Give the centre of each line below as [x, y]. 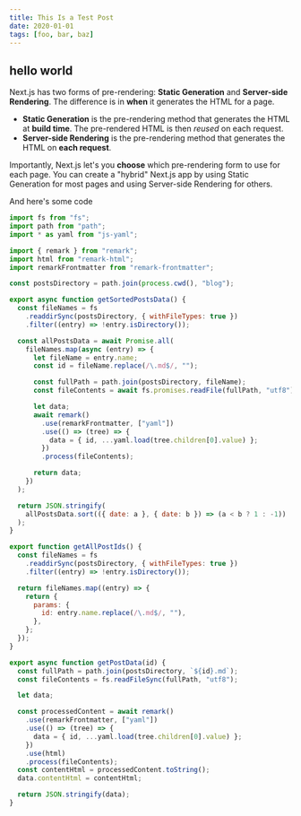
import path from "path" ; [57, 226]
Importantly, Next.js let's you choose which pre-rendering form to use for [145, 165]
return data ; [57, 473]
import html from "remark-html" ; [72, 259]
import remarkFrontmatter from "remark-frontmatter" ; [112, 267]
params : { [51, 605]
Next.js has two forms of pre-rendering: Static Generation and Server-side [149, 92]
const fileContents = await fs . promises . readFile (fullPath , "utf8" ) [163, 391]
